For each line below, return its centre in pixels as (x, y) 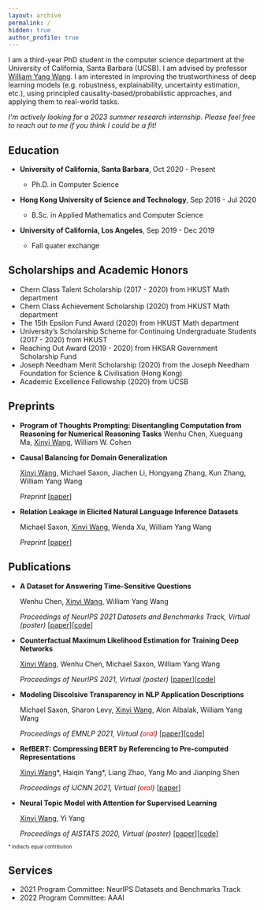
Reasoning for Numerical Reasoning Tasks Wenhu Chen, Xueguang (131, 434)
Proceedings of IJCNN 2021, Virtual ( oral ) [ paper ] (100, 787)
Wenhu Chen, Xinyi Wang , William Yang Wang (94, 601)
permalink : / (30, 23)
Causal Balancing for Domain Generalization (93, 457)
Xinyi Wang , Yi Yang (52, 818)
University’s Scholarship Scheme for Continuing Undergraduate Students (138, 331)
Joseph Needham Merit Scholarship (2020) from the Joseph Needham (134, 364)
